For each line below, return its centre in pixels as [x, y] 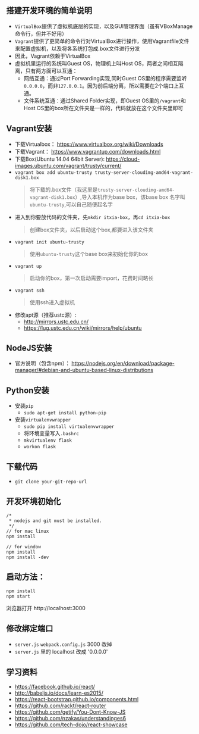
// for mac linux [28, 531]
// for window [24, 546]
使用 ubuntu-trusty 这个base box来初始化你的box [89, 254]
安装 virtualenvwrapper [43, 420]
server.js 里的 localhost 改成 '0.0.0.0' [61, 651]
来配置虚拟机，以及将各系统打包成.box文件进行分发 [78, 48]
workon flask [40, 447]
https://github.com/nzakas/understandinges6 [70, 719]
